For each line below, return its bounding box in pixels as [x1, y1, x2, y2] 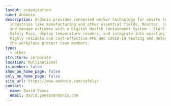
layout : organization [5, 7, 51, 13]
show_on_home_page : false [5, 69, 60, 74]
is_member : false [5, 64, 42, 69]
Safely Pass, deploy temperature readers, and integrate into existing [10, 31, 165, 36]
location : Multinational [5, 60, 58, 65]
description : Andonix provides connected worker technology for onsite [5, 17, 160, 22]
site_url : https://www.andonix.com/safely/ [5, 78, 99, 84]
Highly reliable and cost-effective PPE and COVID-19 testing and [10, 36, 154, 41]
